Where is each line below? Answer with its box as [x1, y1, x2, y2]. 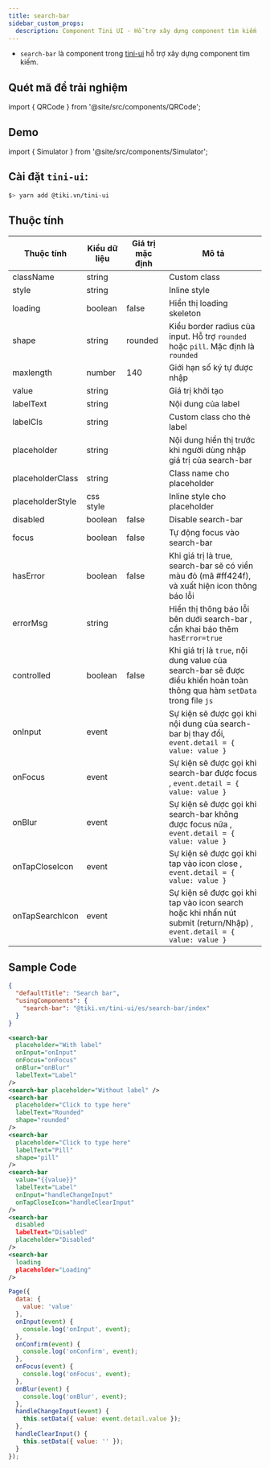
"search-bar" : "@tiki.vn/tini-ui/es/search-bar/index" [22, 1004, 211, 1012]
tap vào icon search [168, 897, 243, 908]
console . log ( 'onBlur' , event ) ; [22, 1392, 128, 1400]
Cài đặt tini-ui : [8, 170, 88, 183]
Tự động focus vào [168, 526, 239, 538]
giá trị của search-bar [168, 454, 252, 465]
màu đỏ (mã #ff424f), [168, 570, 252, 581]
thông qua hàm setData [168, 685, 257, 696]
